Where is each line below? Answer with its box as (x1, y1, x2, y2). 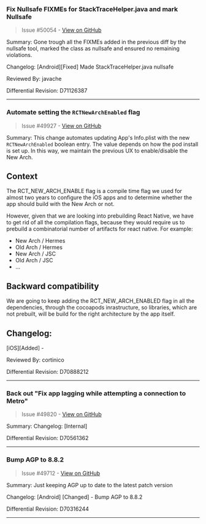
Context (6, 171, 38, 181)
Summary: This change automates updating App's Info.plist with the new (6, 134, 190, 141)
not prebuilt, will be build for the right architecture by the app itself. (6, 310, 175, 317)
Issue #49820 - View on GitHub (21, 411, 102, 418)
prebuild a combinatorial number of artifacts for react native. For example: (6, 226, 193, 233)
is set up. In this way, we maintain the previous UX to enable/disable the (6, 146, 188, 154)
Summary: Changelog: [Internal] (6, 422, 88, 430)
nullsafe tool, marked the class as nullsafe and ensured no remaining (6, 45, 180, 52)
